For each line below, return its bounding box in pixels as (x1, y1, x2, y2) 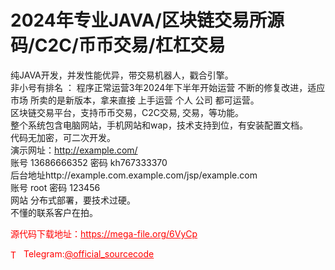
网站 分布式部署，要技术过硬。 (10, 194, 136, 206)
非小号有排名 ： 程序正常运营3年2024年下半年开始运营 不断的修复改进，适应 (10, 81, 326, 93)
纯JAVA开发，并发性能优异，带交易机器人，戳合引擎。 (10, 69, 234, 81)
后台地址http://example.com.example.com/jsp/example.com (10, 169, 258, 181)
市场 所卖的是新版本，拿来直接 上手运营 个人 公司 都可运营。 (10, 94, 260, 106)
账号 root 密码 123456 (10, 181, 101, 193)
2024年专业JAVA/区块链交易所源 (10, 9, 285, 32)
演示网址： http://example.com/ (10, 144, 138, 156)
